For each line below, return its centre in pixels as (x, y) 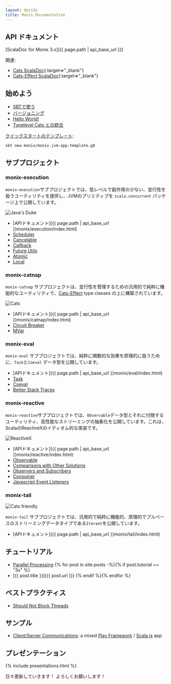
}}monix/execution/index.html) (45, 229)
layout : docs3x (22, 10)
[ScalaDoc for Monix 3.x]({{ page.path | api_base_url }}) (64, 50)
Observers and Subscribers (42, 471)
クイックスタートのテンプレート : (40, 136)
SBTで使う (24, 107)
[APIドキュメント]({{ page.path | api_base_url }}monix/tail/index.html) (86, 534)
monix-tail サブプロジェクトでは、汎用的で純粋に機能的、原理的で (76, 517)
